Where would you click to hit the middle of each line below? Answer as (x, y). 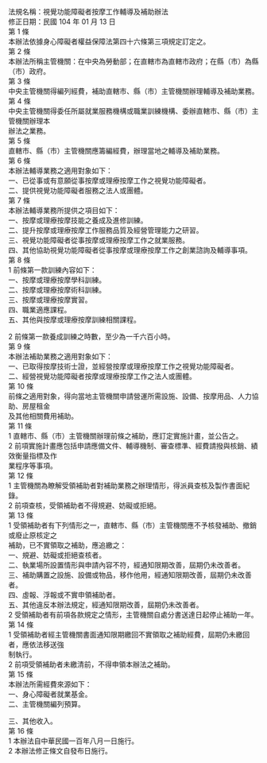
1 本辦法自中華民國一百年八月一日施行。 (74, 741)
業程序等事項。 (33, 466)
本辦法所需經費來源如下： (50, 684)
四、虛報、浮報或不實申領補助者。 (64, 595)
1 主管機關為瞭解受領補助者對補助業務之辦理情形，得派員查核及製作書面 (126, 486)
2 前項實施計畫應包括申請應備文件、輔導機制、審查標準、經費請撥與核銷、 (130, 446)
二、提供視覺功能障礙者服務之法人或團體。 (78, 190)
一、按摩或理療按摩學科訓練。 (57, 280)
